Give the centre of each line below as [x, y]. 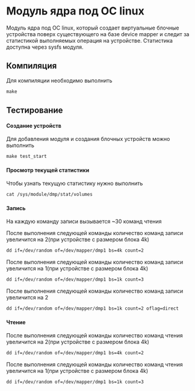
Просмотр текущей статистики [48, 170]
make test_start [26, 157]
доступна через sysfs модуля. [45, 47]
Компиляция [32, 66]
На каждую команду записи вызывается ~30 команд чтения [84, 222]
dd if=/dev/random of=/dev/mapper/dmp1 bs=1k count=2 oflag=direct [93, 308]
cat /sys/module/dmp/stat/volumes [50, 195]
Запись [16, 208]
